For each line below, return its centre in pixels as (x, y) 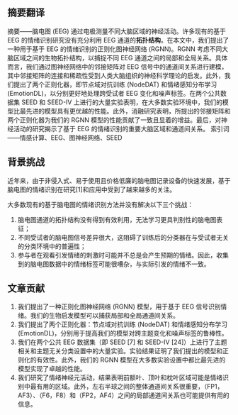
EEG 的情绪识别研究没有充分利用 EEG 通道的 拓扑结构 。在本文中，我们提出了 (118, 40)
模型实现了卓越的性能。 (52, 369)
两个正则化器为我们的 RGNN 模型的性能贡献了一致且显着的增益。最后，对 (114, 120)
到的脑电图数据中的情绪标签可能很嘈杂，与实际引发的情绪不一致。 (114, 264)
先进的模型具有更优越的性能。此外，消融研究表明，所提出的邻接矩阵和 (128, 111)
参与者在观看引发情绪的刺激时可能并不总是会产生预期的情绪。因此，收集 (123, 255)
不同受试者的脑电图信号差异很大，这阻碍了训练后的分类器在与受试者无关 (123, 237)
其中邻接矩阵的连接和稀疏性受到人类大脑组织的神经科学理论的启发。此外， (116, 75)
